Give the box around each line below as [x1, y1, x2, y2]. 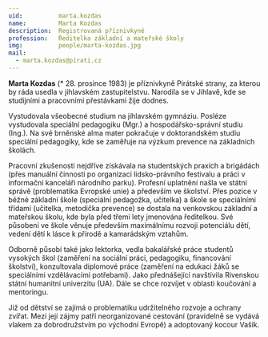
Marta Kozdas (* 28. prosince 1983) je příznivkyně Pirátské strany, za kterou [8, 78, 261, 88]
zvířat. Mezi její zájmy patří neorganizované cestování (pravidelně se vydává [8, 311, 260, 321]
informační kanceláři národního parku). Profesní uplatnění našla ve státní [8, 177, 248, 187]
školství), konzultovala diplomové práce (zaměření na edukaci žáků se [8, 262, 240, 271]
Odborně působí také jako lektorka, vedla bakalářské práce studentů [8, 244, 234, 254]
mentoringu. [8, 286, 49, 297]
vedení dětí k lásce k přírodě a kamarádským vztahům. [8, 229, 189, 238]
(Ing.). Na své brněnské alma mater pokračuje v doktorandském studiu [8, 128, 241, 137]
